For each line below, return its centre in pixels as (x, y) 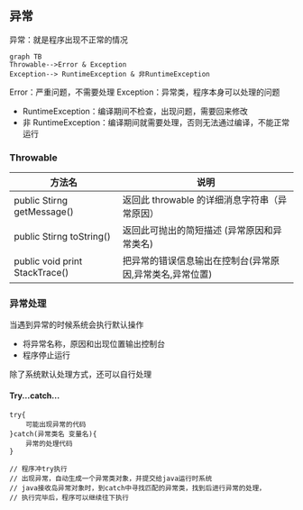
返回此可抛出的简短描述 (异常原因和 (197, 231)
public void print (48, 261)
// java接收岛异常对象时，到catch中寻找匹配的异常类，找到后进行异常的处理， (138, 488)
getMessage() (44, 212)
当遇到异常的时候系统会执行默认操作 (77, 325)
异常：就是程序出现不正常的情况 (69, 40)
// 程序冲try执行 (38, 469)
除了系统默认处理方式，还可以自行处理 (80, 374)
